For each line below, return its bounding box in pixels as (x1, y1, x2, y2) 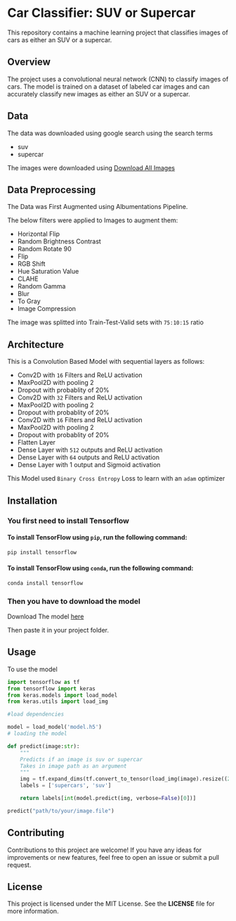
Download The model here (7, 612, 84, 621)
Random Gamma (17, 282, 66, 291)
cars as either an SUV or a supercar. (7, 35, 112, 44)
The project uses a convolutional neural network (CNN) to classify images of (7, 75, 229, 83)
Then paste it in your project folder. (7, 625, 109, 634)
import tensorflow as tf (7, 678, 80, 685)
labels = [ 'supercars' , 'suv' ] (20, 782, 112, 789)
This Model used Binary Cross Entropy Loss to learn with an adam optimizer (7, 474, 225, 483)
